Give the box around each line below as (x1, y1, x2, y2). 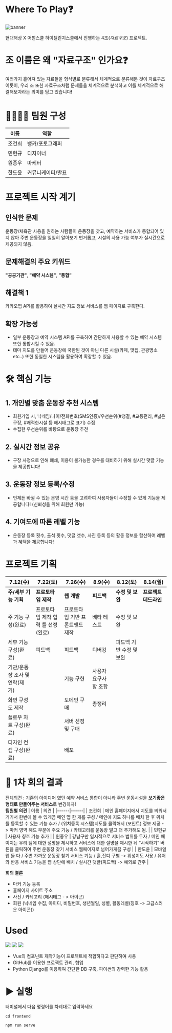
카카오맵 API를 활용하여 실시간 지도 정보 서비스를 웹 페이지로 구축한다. (5, 303, 145, 309)
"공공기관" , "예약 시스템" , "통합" (5, 272, 72, 278)
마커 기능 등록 (12, 880, 40, 887)
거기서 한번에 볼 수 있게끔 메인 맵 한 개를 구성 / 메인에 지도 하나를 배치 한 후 (5, 814, 155, 820)
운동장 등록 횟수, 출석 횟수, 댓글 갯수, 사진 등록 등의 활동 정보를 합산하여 (12, 532, 156, 538)
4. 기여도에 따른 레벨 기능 (5, 518, 80, 526)
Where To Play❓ (5, 4, 74, 15)
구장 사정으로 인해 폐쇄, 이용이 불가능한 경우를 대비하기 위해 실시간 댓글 (12, 457, 155, 464)
